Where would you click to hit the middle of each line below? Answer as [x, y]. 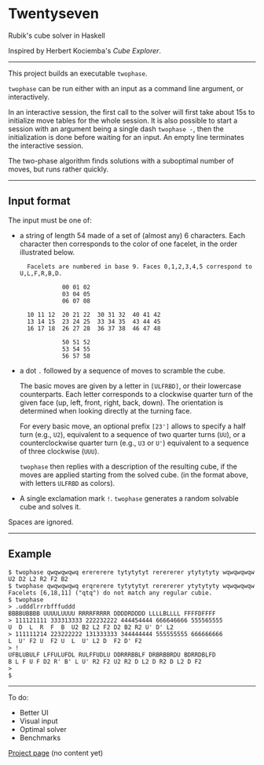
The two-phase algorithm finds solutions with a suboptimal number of [121, 160]
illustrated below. [47, 252]
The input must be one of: [50, 220]
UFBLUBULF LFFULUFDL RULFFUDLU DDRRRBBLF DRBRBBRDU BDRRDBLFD [112, 655]
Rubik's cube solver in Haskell [57, 35]
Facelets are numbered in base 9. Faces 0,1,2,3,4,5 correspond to [140, 267]
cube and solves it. [50, 506]
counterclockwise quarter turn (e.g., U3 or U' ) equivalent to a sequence [134, 443]
